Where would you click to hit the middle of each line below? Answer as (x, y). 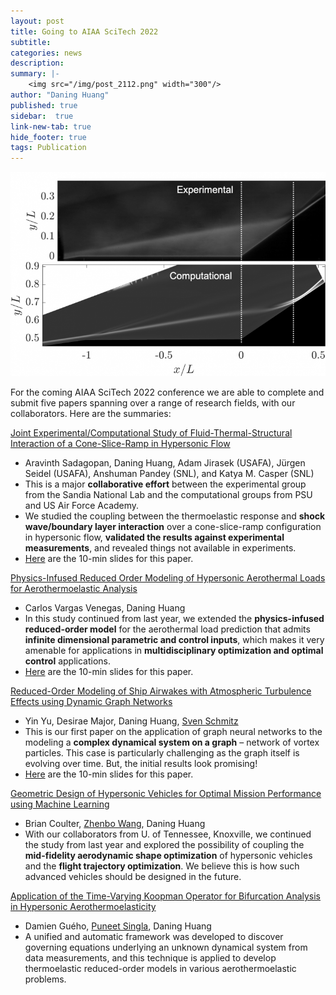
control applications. (67, 661)
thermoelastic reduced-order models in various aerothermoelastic (160, 969)
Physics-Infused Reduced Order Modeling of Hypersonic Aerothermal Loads (168, 578)
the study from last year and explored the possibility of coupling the (164, 845)
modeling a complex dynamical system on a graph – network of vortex (172, 742)
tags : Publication (48, 148)
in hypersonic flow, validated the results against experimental (154, 537)
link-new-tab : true (51, 126)
